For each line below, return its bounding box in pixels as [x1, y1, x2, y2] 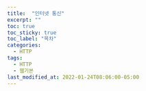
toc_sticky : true [7, 29, 57, 36]
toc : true [7, 23, 36, 29]
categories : [7, 42, 41, 49]
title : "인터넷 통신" [7, 10, 65, 17]
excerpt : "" [7, 16, 41, 23]
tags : [7, 55, 23, 62]
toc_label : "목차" [7, 36, 57, 42]
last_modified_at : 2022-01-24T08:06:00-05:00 [7, 73, 139, 81]
